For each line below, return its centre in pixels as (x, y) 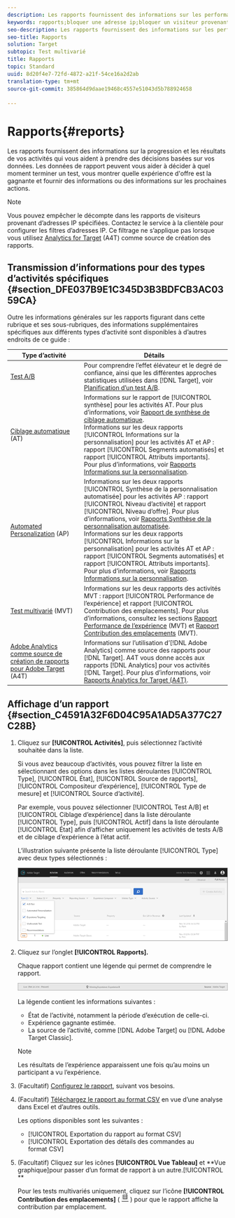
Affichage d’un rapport (58, 704)
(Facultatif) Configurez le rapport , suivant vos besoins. (96, 1086)
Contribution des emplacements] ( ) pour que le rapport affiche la (118, 1200)
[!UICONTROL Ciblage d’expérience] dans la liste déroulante (104, 815)
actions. (19, 189)
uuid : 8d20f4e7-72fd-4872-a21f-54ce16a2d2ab (73, 74)
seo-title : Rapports (37, 37)
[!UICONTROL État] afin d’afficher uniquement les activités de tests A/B (120, 830)
